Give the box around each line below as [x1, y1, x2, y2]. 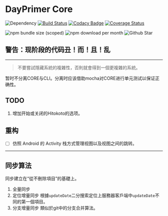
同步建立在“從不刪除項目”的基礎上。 [5, 175, 79, 181]
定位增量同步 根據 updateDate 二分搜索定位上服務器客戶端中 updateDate [12, 192, 155, 198]
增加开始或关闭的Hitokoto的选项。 [12, 110, 83, 116]
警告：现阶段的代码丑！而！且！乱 [5, 46, 110, 54]
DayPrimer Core [5, 4, 73, 15]
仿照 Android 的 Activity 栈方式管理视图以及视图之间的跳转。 [12, 140, 137, 146]
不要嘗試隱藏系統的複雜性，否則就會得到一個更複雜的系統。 [17, 64, 140, 71]
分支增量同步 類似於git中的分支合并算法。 [12, 205, 98, 211]
